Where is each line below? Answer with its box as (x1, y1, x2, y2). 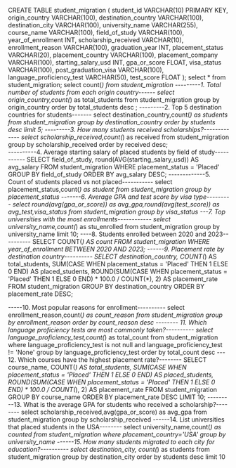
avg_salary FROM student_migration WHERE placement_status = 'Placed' (8, 163, 220, 171)
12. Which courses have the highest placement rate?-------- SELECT (8, 356, 207, 364)
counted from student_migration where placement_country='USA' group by (8, 430, 226, 438)
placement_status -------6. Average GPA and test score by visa (8, 193, 192, 201)
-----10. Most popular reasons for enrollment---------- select (8, 304, 185, 311)
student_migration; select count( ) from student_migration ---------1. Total (8, 81, 221, 89)
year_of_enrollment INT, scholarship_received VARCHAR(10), (8, 36, 184, 44)
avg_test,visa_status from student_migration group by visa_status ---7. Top (8, 207, 226, 216)
